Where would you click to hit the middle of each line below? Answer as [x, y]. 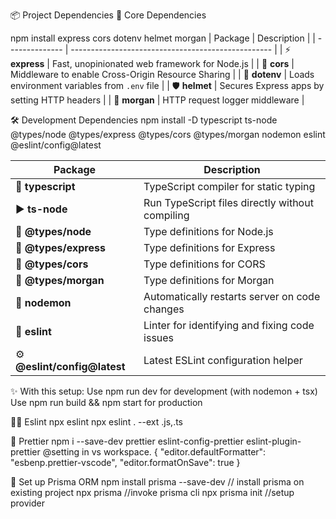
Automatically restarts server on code [232, 296]
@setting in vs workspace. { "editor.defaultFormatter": [154, 452]
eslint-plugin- [273, 441]
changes [164, 309]
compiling [166, 215]
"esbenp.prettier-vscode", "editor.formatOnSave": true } [125, 462]
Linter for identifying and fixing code [229, 325]
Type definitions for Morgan [209, 280]
